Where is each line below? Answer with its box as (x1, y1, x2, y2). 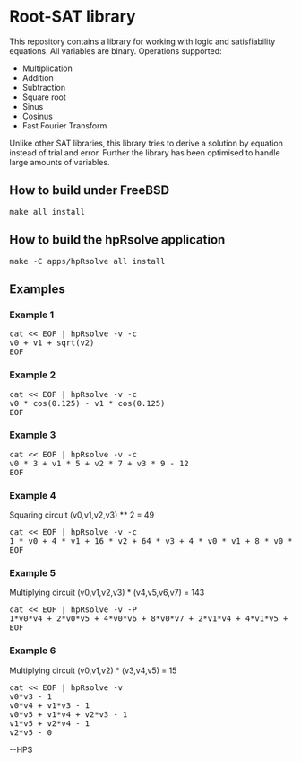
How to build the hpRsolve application (9, 232, 226, 248)
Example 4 (9, 489, 56, 501)
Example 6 (9, 644, 56, 657)
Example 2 (9, 368, 56, 381)
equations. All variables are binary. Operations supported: (9, 45, 222, 56)
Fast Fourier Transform (21, 120, 107, 131)
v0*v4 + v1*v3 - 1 (9, 700, 90, 711)
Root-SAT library (9, 6, 136, 27)
